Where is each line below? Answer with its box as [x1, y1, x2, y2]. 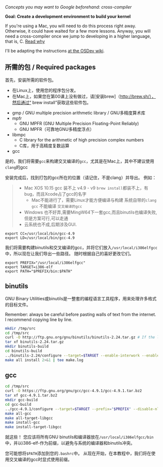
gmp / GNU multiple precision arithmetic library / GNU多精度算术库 [12, 109, 146, 116]
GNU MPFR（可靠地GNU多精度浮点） [19, 126, 95, 132]
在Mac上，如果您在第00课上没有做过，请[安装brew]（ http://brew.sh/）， [12, 93, 156, 99]
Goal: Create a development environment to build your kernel [5, 14, 131, 19]
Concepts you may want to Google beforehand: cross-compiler [5, 4, 132, 10]
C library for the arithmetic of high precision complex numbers [19, 137, 144, 143]
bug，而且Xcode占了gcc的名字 [24, 191, 86, 197]
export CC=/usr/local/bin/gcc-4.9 [5, 231, 75, 236]
